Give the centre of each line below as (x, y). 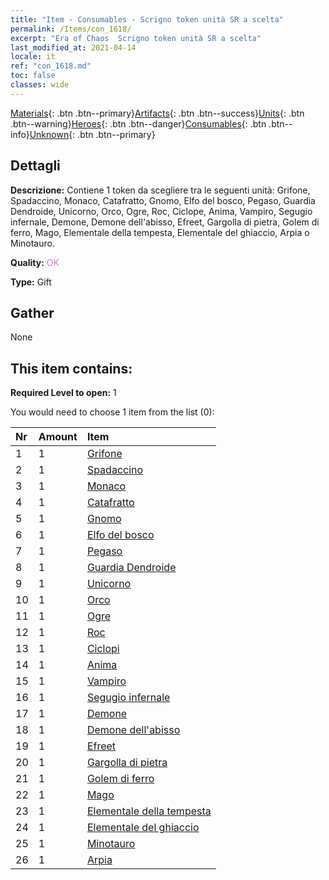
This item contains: (71, 368)
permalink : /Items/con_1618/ (71, 29)
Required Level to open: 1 (63, 393)
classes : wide (40, 85)
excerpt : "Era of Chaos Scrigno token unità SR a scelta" (136, 38)
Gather (32, 312)
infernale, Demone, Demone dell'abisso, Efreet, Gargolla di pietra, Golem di (165, 222)
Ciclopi (103, 649)
